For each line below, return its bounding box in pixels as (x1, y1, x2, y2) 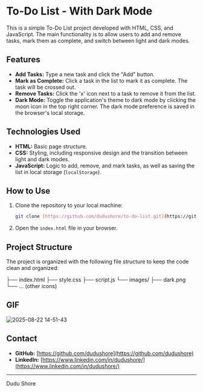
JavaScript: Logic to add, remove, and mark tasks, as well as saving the (14, 162, 195, 169)
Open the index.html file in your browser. (14, 225, 118, 232)
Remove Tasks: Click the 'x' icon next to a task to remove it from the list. (14, 89, 196, 97)
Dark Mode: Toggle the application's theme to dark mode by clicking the (14, 96, 196, 103)
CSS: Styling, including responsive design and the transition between (14, 149, 188, 156)
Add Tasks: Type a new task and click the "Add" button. (14, 71, 155, 78)
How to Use (6, 185, 51, 196)
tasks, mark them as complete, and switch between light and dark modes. (6, 37, 190, 44)
